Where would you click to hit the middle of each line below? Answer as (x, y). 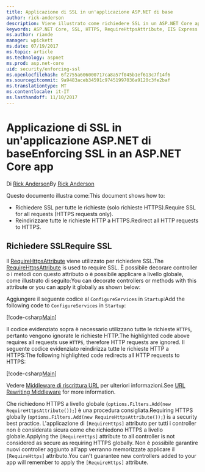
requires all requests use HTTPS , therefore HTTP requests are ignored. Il (95, 342)
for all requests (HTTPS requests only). (64, 214)
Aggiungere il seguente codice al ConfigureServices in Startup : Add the (95, 299)
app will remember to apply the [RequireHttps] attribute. (77, 462)
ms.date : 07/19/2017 (33, 47)
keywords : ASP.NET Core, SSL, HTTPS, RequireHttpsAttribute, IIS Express (102, 29)
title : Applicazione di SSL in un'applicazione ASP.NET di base (90, 12)
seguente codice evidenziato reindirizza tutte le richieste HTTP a (88, 348)
